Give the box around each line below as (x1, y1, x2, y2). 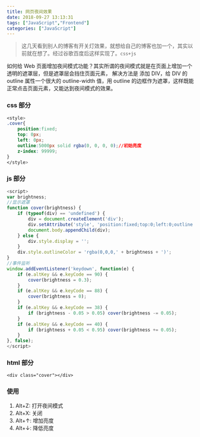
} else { (17, 233, 39, 239)
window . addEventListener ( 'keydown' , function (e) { (7, 266, 135, 271)
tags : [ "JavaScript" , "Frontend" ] (7, 20, 90, 26)
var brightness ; (7, 194, 47, 200)
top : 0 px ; (17, 132, 42, 138)
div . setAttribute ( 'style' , (28, 221, 95, 227)
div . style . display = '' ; (28, 238, 90, 244)
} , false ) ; (7, 338, 34, 344)
